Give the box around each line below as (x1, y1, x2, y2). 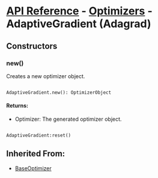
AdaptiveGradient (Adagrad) (6, 17, 151, 31)
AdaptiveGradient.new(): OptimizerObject (6, 89, 112, 96)
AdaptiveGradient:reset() (6, 132, 71, 139)
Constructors (6, 41, 58, 51)
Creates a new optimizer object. (6, 72, 85, 79)
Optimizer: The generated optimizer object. (14, 115, 122, 123)
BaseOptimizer (14, 164, 52, 172)
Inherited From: (6, 149, 65, 159)
